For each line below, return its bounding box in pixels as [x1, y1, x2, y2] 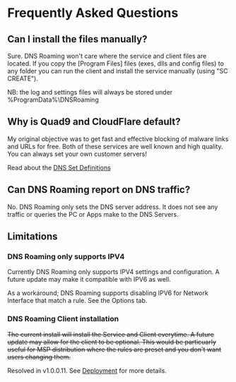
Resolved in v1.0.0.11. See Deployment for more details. [7, 366, 167, 375]
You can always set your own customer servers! [7, 150, 147, 158]
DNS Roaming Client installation [7, 314, 119, 324]
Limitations [7, 231, 58, 243]
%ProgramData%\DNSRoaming [7, 95, 99, 104]
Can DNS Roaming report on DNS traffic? [7, 184, 191, 196]
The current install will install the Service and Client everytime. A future [7, 330, 214, 338]
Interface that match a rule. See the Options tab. [7, 297, 148, 305]
